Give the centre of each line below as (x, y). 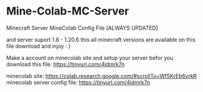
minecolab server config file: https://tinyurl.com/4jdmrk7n (78, 82)
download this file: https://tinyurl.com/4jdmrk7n (66, 64)
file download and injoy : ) (38, 46)
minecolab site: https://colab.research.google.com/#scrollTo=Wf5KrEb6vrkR (101, 76)
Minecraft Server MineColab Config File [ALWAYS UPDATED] (82, 28)
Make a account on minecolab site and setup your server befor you (90, 57)
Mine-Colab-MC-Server (68, 11)
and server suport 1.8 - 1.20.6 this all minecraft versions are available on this (101, 39)
